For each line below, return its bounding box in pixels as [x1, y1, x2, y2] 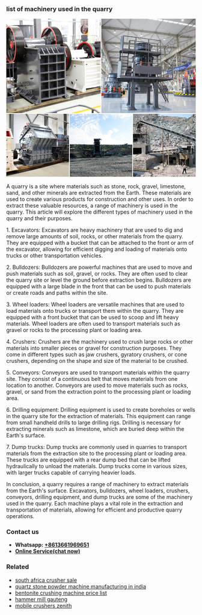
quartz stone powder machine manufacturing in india [14, 583, 146, 590]
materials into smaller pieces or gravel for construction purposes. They [6, 344, 182, 351]
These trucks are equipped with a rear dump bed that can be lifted [6, 456, 171, 463]
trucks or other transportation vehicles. [6, 252, 103, 259]
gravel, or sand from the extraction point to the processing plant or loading [6, 388, 191, 395]
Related [6, 563, 29, 571]
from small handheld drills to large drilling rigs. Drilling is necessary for [6, 419, 182, 426]
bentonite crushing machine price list [14, 589, 107, 596]
